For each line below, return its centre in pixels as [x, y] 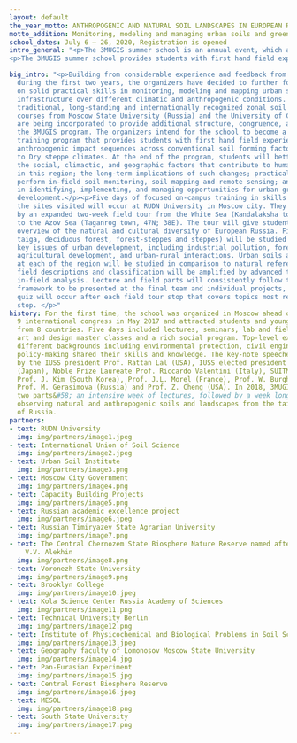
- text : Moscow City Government [69, 478]
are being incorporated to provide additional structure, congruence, [150, 124]
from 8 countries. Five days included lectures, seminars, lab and [144, 330]
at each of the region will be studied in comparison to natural [140, 264]
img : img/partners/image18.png [75, 708]
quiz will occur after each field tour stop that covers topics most [148, 297]
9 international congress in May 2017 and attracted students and [142, 321]
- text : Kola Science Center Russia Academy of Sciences [116, 602]
